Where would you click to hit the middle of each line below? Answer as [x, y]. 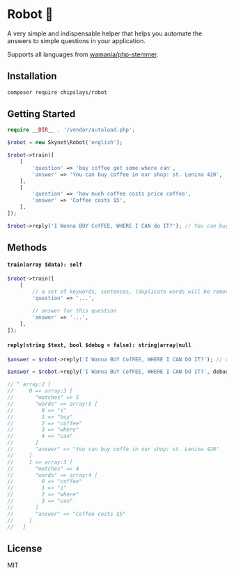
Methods [27, 247]
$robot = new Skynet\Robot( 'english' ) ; [65, 143]
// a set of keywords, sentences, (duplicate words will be [121, 292]
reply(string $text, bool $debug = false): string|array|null [99, 345]
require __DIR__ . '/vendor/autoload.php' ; [71, 130]
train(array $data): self [45, 265]
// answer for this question [75, 310]
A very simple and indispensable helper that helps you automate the [105, 33]
